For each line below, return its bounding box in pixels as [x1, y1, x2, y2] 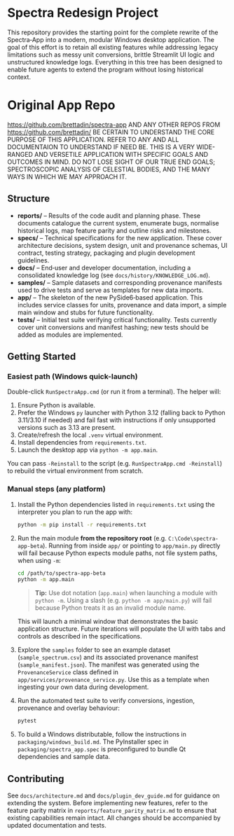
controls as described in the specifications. [17, 632, 142, 641]
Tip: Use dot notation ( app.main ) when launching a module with [34, 589, 218, 597]
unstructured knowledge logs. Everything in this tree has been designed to [7, 57, 223, 66]
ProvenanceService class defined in [17, 668, 119, 676]
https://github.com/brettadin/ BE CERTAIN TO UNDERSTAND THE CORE [7, 127, 215, 136]
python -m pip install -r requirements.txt [17, 521, 147, 528]
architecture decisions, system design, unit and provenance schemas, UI [17, 241, 228, 249]
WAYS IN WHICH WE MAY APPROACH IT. [7, 172, 128, 181]
